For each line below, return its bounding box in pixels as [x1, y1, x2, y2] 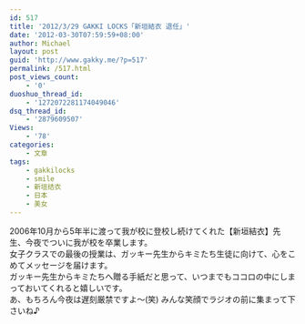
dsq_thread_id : [9, 106, 67, 116]
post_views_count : [9, 73, 79, 82]
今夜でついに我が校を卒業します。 [25, 237, 153, 248]
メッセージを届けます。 [25, 259, 113, 270]
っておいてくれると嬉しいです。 [9, 282, 127, 293]
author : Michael [9, 38, 71, 48]
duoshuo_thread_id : [9, 89, 84, 98]
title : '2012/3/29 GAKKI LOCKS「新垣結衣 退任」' [9, 22, 191, 31]
